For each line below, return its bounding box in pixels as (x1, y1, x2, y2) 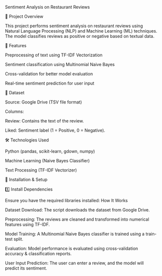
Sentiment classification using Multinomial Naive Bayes (5, 62, 115, 67)
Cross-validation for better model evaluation (5, 71, 93, 77)
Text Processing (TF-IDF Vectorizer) (5, 167, 77, 173)
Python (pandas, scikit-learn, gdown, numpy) (5, 148, 95, 154)
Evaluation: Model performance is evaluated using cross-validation (5, 245, 138, 251)
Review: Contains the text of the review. (5, 118, 84, 123)
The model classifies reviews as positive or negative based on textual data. (5, 34, 155, 39)
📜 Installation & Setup (5, 177, 47, 182)
